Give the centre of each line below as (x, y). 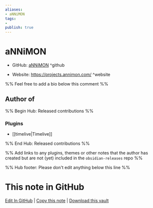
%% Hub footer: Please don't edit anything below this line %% (68, 168)
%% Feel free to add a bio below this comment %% (57, 84)
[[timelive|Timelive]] (32, 134)
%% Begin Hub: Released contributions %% (49, 111)
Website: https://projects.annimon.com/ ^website (61, 75)
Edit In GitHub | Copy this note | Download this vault (57, 201)
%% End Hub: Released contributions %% (47, 143)
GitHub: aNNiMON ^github (38, 65)
